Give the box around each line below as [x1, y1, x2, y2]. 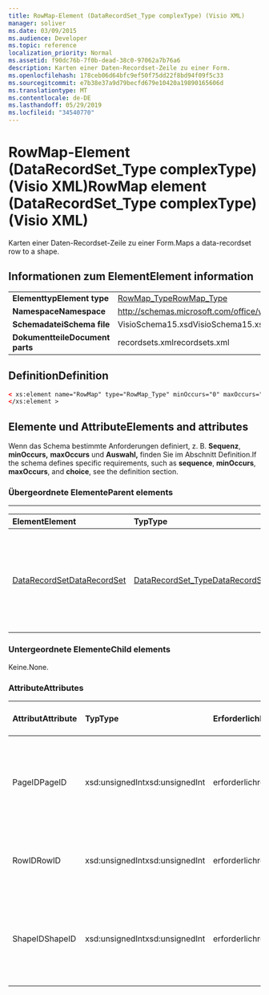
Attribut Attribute [12, 713, 78, 725]
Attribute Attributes [8, 682, 84, 693]
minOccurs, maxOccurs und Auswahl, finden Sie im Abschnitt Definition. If [8, 450, 257, 460]
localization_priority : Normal [8, 49, 113, 57]
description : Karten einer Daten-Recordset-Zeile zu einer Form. [8, 64, 231, 72]
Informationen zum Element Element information [8, 270, 254, 283]
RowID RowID [12, 855, 62, 867]
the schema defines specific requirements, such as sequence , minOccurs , [8, 458, 256, 468]
